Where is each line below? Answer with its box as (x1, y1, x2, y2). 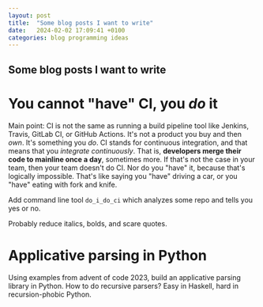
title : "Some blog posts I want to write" (8, 19, 154, 27)
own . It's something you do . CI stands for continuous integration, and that (8, 138, 248, 147)
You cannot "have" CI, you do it (8, 94, 219, 112)
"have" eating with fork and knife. (8, 180, 118, 189)
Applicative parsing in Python (8, 246, 207, 264)
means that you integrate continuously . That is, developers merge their (8, 146, 242, 155)
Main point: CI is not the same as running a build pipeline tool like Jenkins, (8, 120, 249, 131)
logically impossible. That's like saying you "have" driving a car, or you (8, 171, 239, 180)
